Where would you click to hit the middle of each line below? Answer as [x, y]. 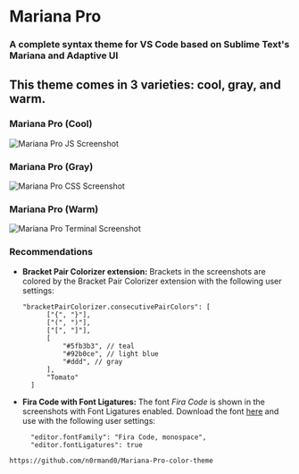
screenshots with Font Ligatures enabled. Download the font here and [150, 411]
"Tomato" [62, 377]
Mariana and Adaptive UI [64, 55]
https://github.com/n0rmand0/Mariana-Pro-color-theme [112, 461]
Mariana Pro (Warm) [54, 209]
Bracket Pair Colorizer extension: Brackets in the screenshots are [144, 271]
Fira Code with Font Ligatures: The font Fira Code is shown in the [143, 402]
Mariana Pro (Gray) [51, 166]
